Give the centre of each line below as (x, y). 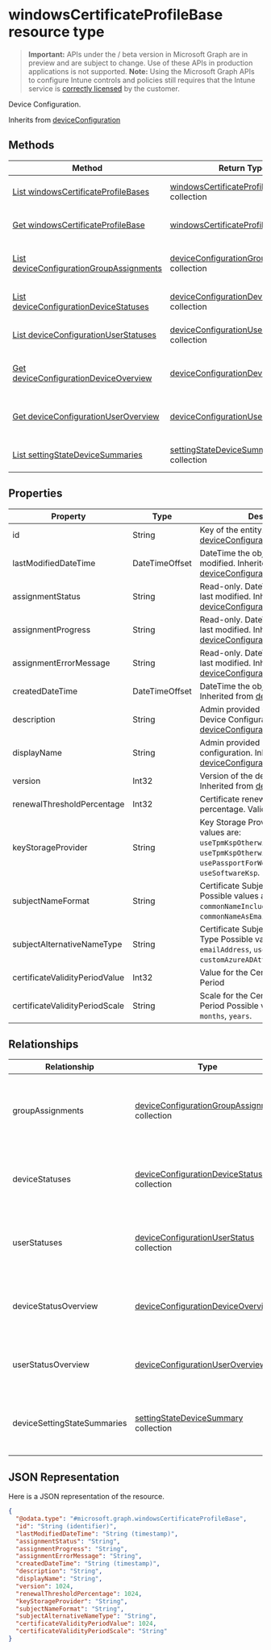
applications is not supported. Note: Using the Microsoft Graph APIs (142, 71)
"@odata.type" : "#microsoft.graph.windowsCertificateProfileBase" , (131, 1519)
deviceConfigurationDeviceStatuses (81, 306)
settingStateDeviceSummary (189, 1419)
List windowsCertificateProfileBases (81, 191)
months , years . (226, 1015)
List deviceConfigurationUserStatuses (85, 335)
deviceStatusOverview (55, 1306)
